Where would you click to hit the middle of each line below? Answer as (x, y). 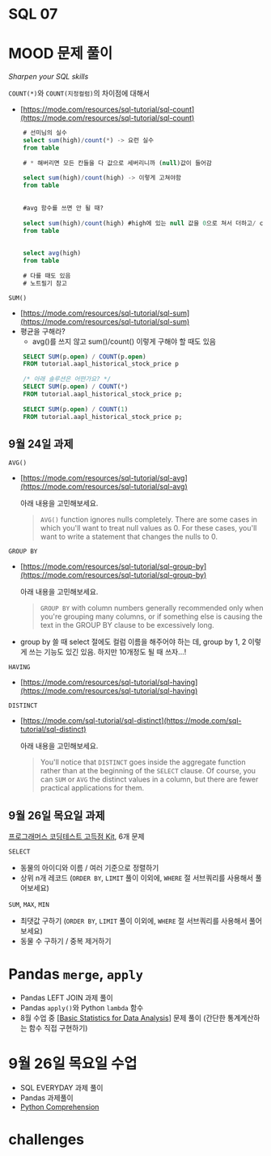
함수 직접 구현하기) (58, 1027)
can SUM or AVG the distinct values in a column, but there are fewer (149, 779)
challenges (47, 1139)
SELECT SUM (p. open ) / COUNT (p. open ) (85, 357)
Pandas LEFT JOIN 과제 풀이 (66, 997)
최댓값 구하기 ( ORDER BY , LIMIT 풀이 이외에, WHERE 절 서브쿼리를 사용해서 (133, 921)
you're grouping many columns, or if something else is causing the (151, 616)
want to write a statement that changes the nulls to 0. (129, 537)
